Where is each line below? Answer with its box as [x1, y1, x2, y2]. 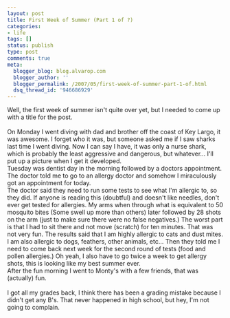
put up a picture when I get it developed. [7, 157, 122, 165]
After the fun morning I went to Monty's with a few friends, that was [7, 266, 199, 275]
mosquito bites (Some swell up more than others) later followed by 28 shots [7, 208, 222, 217]
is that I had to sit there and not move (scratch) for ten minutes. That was [7, 223, 214, 231]
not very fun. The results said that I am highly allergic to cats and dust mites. [7, 230, 223, 238]
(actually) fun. [7, 274, 47, 282]
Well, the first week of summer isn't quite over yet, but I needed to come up [7, 106, 221, 114]
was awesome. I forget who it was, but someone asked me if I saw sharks [7, 135, 216, 143]
